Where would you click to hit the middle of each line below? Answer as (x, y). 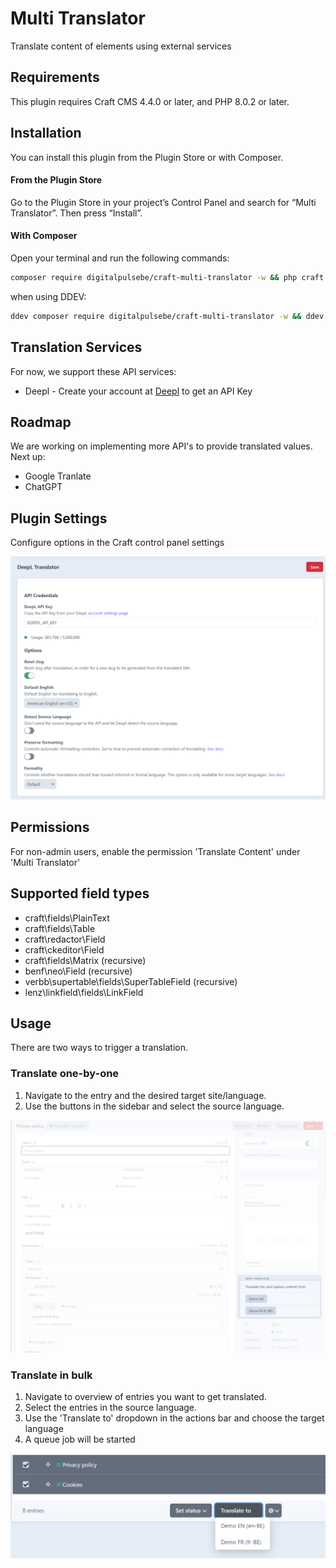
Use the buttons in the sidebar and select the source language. (154, 1106)
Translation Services (76, 347)
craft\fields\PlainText (67, 918)
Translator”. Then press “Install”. (76, 213)
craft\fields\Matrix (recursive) (85, 960)
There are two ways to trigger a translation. (99, 1048)
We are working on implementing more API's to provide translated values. (161, 446)
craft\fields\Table (60, 928)
